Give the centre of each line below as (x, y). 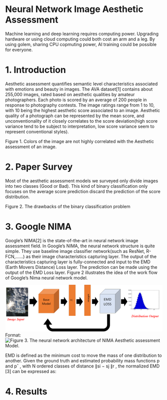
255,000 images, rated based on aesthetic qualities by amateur (70, 94)
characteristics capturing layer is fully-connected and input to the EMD (78, 262)
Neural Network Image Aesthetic (74, 9)
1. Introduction (36, 70)
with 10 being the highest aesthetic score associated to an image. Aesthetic (83, 110)
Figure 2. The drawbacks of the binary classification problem (68, 206)
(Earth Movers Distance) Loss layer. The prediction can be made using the (81, 267)
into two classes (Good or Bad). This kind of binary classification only (77, 186)
